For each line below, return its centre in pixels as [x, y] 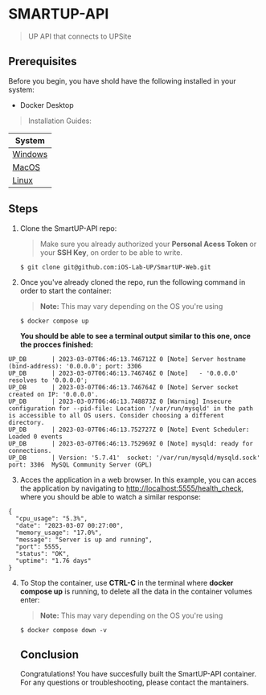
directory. [27, 422]
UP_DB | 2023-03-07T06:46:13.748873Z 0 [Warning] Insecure [120, 401]
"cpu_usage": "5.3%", [52, 518]
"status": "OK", [43, 553]
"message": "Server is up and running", [84, 540]
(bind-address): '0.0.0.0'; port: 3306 [75, 366]
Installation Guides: [60, 121]
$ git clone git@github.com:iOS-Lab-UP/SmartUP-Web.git [115, 267]
